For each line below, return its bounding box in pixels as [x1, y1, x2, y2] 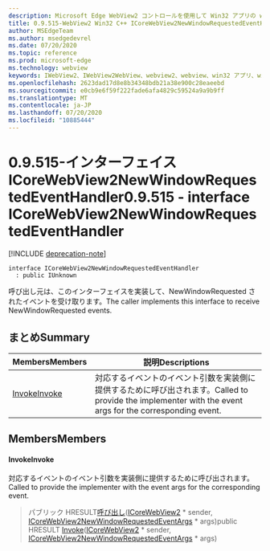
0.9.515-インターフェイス [8, 153, 178, 172]
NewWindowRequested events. [8, 305, 112, 315]
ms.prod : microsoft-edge [8, 57, 92, 65]
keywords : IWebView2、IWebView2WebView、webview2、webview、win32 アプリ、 [8, 71, 258, 80]
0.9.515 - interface [123, 188, 251, 206]
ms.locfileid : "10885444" [8, 116, 95, 124]
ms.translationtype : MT [8, 94, 88, 102]
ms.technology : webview [8, 64, 88, 72]
